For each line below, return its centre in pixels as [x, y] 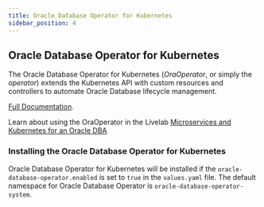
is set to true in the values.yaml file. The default [177, 177]
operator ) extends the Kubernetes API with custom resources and [116, 83]
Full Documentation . [41, 107]
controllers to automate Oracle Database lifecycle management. [113, 92]
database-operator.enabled [53, 178]
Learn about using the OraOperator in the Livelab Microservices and [120, 122]
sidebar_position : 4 [43, 23]
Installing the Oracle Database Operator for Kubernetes [117, 151]
